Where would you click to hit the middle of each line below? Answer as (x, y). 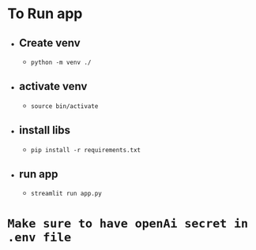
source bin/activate (64, 106)
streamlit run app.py (66, 194)
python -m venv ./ (61, 62)
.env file (40, 237)
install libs (45, 131)
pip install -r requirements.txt (86, 150)
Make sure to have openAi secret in (128, 224)
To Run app (45, 14)
